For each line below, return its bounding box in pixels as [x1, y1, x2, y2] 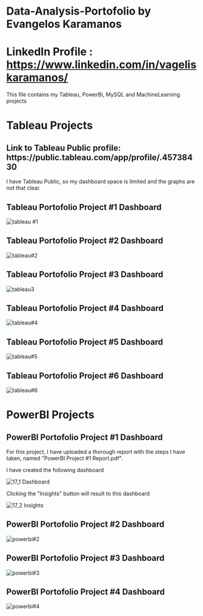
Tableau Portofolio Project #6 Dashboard [6, 371, 164, 381]
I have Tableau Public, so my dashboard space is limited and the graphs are [6, 178, 195, 185]
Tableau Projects [6, 118, 93, 132]
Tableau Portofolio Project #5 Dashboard [6, 337, 164, 347]
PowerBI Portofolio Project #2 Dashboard [6, 519, 165, 530]
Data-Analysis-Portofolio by [6, 4, 151, 18]
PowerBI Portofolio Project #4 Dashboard [6, 587, 165, 597]
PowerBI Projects [6, 408, 95, 422]
